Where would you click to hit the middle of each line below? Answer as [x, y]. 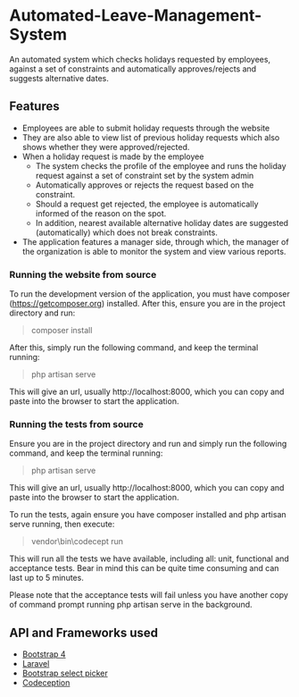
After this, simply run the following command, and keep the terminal [134, 348]
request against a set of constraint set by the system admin [145, 175]
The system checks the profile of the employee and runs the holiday [161, 165]
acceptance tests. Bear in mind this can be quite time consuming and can [144, 568]
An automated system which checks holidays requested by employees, [140, 59]
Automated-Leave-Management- [136, 16]
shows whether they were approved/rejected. [106, 147]
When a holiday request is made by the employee [113, 156]
